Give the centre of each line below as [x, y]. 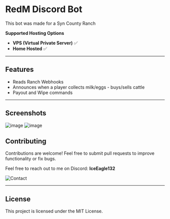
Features [19, 70]
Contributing [26, 141]
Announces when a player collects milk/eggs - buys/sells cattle [79, 87]
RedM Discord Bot [44, 9]
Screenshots [26, 113]
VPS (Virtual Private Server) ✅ [45, 43]
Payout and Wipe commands [42, 93]
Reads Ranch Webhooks [38, 81]
